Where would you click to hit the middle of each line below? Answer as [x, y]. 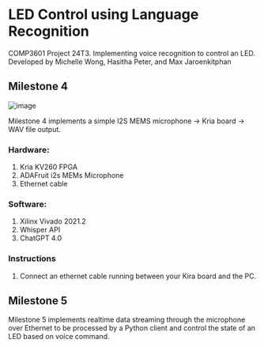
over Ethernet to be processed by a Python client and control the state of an [132, 328]
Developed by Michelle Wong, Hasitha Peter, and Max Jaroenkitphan [120, 62]
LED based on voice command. [59, 337]
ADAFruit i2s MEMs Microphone [72, 175]
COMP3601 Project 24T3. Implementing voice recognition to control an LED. [132, 53]
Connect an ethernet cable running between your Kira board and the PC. [138, 276]
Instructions [32, 258]
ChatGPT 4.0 [41, 238]
